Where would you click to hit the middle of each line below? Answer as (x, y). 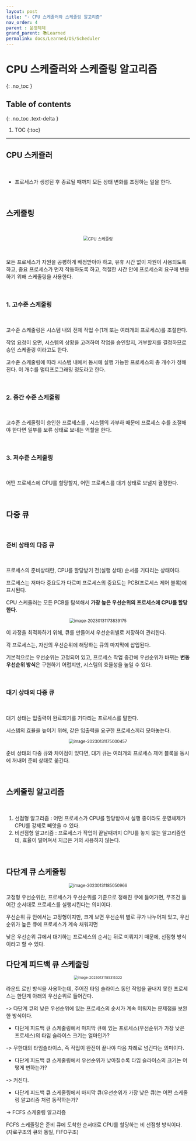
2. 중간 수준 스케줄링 (33, 397)
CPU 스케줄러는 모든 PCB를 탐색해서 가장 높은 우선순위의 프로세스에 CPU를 (92, 603)
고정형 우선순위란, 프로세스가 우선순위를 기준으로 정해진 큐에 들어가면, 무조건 (93, 897)
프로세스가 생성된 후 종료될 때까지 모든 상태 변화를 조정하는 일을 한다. (93, 181)
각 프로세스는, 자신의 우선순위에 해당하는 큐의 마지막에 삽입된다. (78, 645)
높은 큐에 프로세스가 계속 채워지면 (60, 925)
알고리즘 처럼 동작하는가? (50, 1100)
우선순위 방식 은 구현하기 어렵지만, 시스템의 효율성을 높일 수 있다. (79, 665)
